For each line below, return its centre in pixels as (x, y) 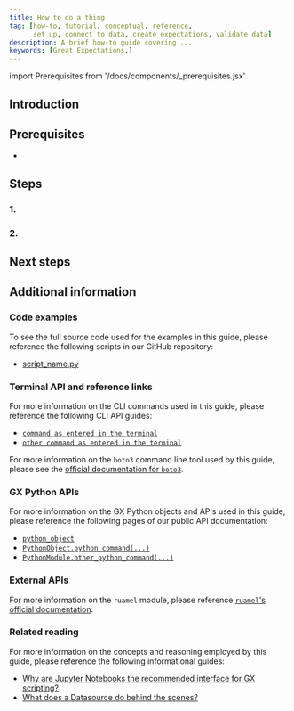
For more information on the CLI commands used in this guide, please (137, 405)
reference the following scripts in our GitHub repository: (111, 346)
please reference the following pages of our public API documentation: (139, 521)
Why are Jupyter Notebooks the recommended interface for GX (139, 678)
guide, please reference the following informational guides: (117, 661)
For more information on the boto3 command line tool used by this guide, (142, 459)
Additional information (73, 292)
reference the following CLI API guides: (81, 415)
